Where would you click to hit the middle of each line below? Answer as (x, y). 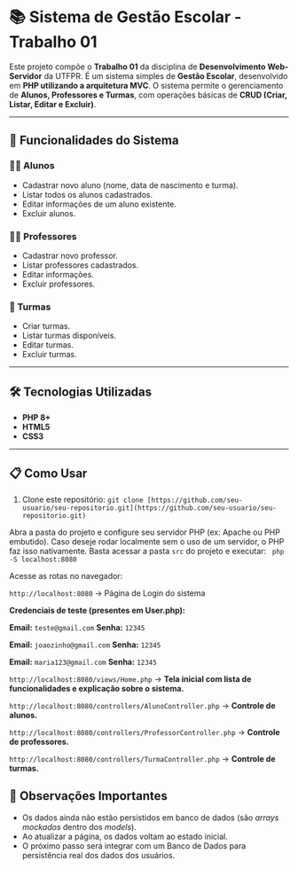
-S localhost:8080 (43, 560)
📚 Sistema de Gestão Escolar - (125, 17)
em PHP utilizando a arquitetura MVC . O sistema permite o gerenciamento (146, 85)
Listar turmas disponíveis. (69, 336)
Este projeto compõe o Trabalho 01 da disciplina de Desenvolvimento (137, 67)
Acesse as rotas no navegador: (66, 575)
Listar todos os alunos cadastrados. (87, 194)
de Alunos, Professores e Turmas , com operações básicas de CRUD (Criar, (149, 95)
